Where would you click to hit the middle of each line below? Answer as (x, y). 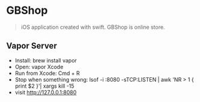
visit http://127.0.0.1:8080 (46, 92)
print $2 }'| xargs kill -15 (44, 86)
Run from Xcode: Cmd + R (47, 73)
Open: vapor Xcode (39, 67)
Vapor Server (32, 46)
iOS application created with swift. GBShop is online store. (93, 27)
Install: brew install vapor (46, 60)
